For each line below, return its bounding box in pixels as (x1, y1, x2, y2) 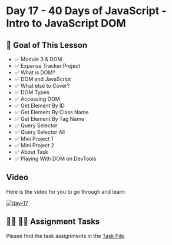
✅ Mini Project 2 (14, 142, 55, 148)
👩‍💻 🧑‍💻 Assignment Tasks (6, 217, 100, 227)
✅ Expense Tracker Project (14, 62, 81, 69)
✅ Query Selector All (14, 128, 65, 135)
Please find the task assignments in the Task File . (6, 232, 125, 239)
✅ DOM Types (14, 89, 50, 95)
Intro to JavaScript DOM (6, 16, 127, 30)
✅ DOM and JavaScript (14, 75, 71, 82)
